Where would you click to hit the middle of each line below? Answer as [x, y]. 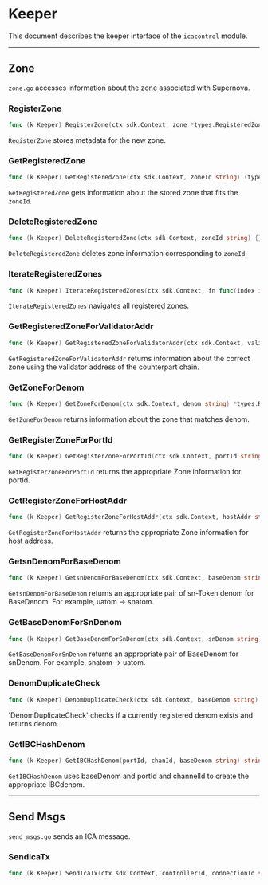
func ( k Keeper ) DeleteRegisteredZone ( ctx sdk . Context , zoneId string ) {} [135, 238]
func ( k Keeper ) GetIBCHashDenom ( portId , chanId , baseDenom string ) [124, 761]
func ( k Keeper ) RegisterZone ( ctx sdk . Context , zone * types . [112, 125]
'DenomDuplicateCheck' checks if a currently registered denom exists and [131, 715]
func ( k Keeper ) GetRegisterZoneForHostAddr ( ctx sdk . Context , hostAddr [130, 517]
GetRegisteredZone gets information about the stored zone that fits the [123, 193]
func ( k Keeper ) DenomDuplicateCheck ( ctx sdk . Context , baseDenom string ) [134, 700]
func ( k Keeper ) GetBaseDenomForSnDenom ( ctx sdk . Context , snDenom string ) [135, 639]
